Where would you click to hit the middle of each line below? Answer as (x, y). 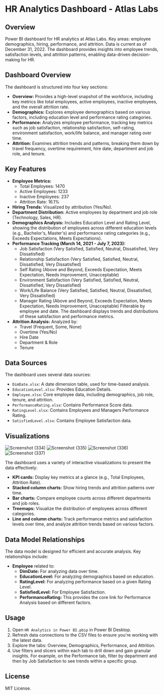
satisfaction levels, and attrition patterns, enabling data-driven (68, 54)
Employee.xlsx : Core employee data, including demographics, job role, (83, 395)
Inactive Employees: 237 (44, 197)
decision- (141, 54)
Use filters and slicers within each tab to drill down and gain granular (82, 650)
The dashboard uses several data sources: (48, 375)
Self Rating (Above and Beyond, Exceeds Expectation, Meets (81, 269)
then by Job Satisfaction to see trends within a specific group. (75, 661)
